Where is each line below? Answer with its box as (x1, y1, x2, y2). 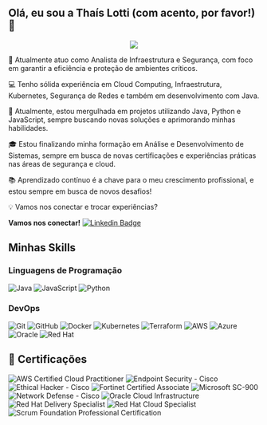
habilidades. (8, 123, 49, 132)
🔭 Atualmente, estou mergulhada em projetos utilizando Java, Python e (8, 106, 241, 116)
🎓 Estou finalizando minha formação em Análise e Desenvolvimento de (8, 139, 245, 148)
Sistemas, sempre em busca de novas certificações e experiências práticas (8, 151, 257, 160)
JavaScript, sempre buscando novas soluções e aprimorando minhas (8, 115, 236, 124)
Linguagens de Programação (8, 265, 123, 276)
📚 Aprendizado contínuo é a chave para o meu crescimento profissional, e (8, 175, 254, 184)
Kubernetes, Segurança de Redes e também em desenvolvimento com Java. (8, 91, 260, 100)
